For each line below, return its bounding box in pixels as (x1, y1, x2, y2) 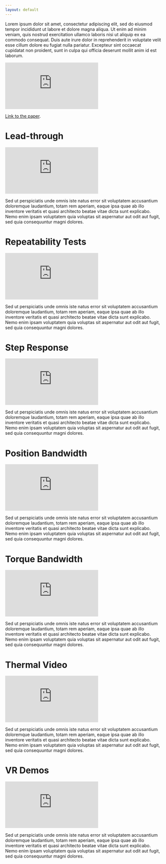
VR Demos (5, 765, 50, 776)
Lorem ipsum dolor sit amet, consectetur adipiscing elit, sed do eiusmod (5, 21, 153, 27)
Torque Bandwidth (5, 553, 83, 565)
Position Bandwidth (5, 448, 88, 459)
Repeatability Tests (5, 236, 87, 247)
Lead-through (5, 130, 63, 141)
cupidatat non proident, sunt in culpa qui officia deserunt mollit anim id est (5, 47, 157, 53)
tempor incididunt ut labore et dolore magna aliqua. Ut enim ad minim (5, 26, 147, 32)
